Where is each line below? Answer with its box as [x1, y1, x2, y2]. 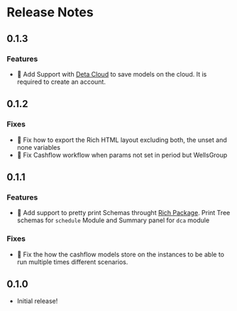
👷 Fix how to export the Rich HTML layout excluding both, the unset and [16, 136, 228, 144]
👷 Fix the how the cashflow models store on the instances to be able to [16, 250, 225, 258]
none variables [16, 143, 61, 151]
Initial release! [16, 297, 58, 305]
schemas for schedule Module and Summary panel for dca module [16, 216, 210, 224]
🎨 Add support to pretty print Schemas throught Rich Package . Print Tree [16, 209, 231, 217]
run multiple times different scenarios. [16, 257, 128, 266]
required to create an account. [16, 77, 106, 86]
